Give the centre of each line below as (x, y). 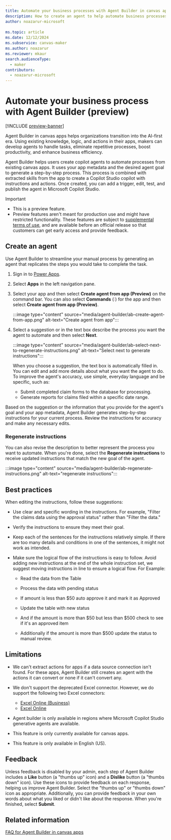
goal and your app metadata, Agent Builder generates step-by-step (76, 412)
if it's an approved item (44, 623)
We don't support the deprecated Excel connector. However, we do (83, 687)
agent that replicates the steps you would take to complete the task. (76, 264)
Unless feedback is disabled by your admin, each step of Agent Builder (80, 771)
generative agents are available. (46, 723)
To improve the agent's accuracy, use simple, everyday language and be (89, 376)
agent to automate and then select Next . (55, 335)
